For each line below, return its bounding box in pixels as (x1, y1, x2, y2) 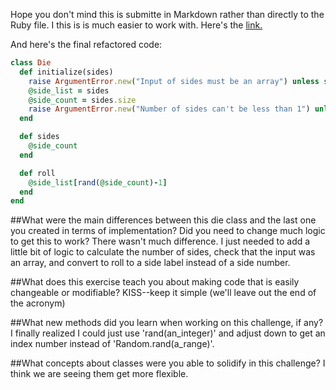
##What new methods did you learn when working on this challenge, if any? (10, 317, 324, 329)
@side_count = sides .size (28, 95, 137, 105)
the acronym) (10, 297, 66, 309)
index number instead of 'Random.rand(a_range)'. (10, 338, 215, 350)
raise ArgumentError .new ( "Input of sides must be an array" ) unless (28, 76, 320, 86)
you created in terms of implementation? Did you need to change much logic (10, 225, 326, 237)
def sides (19, 132, 60, 142)
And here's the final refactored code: (10, 39, 163, 50)
